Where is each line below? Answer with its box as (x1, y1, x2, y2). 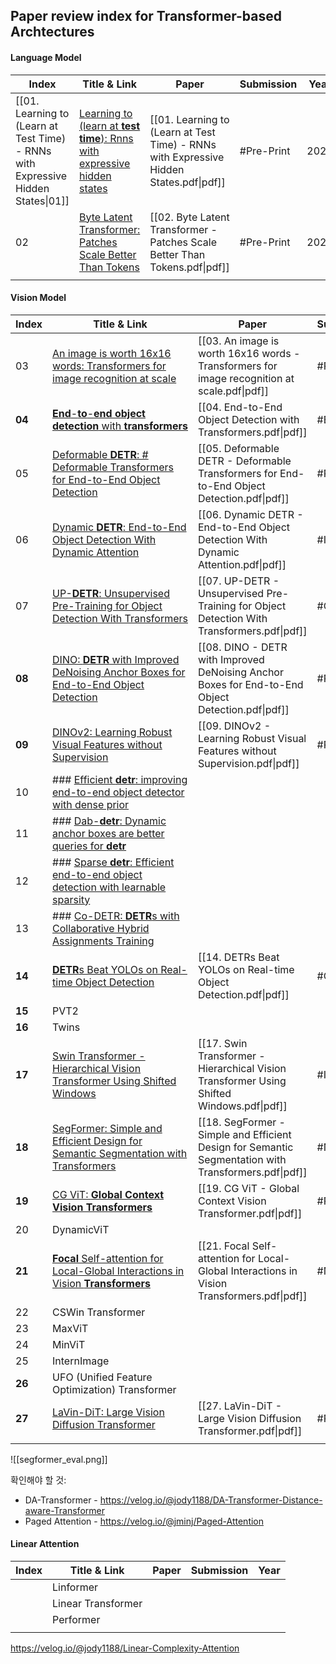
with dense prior (52, 797, 130, 811)
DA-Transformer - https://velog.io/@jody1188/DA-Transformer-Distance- (24, 1494, 323, 1506)
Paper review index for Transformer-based (10, 8, 282, 25)
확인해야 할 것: (10, 1474, 67, 1486)
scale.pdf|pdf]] (197, 384, 270, 398)
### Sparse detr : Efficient (52, 855, 175, 869)
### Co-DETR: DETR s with (52, 909, 180, 923)
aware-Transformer (24, 1504, 105, 1516)
